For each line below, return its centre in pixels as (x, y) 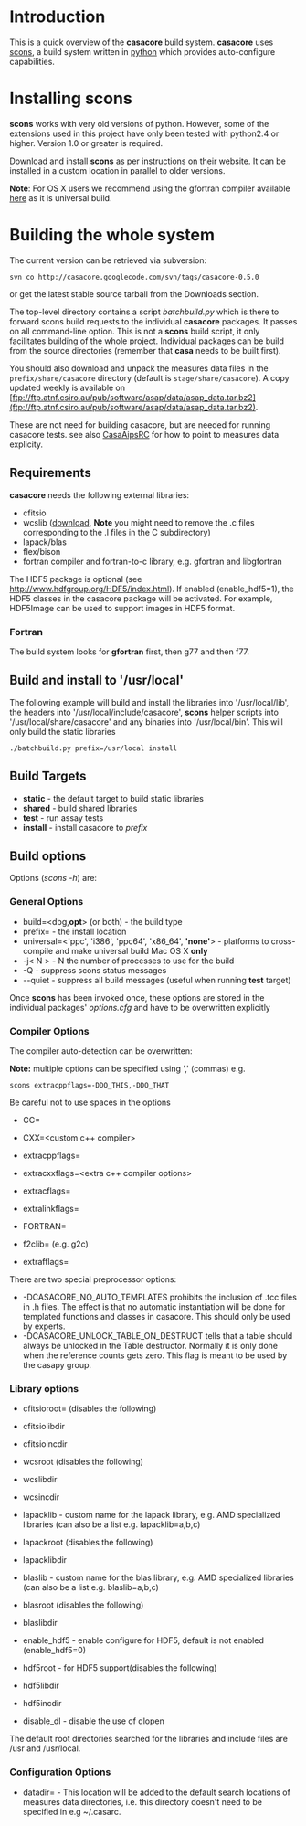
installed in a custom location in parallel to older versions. (117, 170)
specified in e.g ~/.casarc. (72, 1811)
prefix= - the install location (74, 931)
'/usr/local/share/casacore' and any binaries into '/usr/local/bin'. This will (146, 722)
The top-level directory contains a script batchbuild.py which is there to (144, 312)
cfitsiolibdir (44, 1427)
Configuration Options (60, 1772)
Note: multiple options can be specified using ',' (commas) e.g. (127, 1068)
